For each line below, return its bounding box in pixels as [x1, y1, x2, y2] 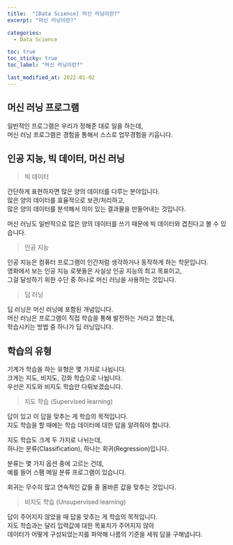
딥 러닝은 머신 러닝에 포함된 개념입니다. [7, 305, 114, 314]
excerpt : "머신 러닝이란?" [7, 17, 77, 24]
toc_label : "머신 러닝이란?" [7, 61, 84, 68]
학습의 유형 [7, 345, 52, 357]
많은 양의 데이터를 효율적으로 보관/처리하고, [7, 196, 126, 205]
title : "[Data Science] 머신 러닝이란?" [7, 10, 121, 17]
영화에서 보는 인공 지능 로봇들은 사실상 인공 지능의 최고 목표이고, [7, 267, 183, 275]
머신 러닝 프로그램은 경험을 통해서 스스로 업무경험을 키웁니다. [7, 130, 173, 138]
